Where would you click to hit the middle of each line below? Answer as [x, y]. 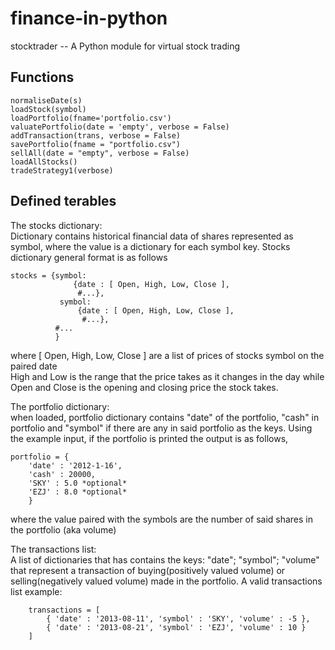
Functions [42, 77]
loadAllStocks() [44, 162]
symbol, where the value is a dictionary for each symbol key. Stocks [150, 246]
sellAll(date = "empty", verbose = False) [100, 153]
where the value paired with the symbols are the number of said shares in [161, 519]
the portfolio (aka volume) [63, 529]
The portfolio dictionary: [60, 406]
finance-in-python [89, 18]
